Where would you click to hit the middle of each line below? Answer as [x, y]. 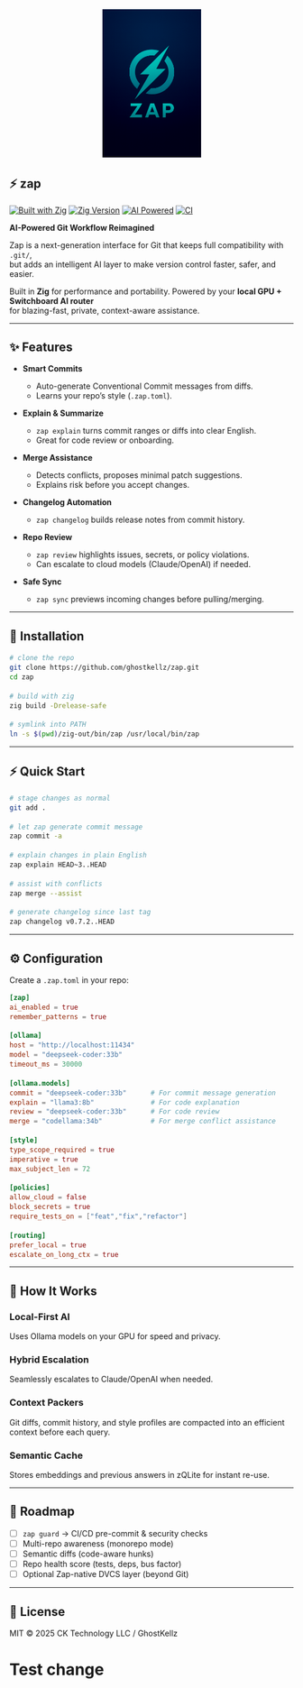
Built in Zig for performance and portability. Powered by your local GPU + [146, 291]
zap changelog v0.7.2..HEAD [62, 922]
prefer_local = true [48, 1245]
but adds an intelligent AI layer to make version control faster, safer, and [143, 264]
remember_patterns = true [58, 1017]
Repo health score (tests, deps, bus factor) [102, 1564]
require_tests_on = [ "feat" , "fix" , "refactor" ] [98, 1216]
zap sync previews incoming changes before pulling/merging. [150, 600]
